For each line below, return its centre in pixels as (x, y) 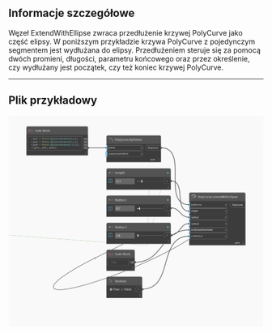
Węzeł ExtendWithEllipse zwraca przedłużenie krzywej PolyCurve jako (125, 32)
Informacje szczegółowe (72, 13)
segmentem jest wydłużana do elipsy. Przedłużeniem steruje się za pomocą (135, 50)
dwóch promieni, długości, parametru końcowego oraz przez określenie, (129, 58)
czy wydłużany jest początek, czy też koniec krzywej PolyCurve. (116, 67)
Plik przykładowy (53, 100)
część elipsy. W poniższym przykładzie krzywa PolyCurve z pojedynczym (132, 41)
